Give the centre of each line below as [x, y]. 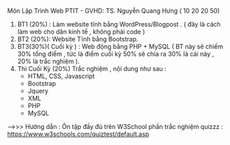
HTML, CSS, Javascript [61, 76]
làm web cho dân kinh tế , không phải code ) [81, 32]
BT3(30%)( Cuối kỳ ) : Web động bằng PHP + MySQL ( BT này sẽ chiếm [120, 46]
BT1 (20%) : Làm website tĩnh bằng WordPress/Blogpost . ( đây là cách [119, 24]
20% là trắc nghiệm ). [48, 61]
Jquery [38, 91]
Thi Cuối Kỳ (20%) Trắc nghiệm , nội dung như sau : [92, 69]
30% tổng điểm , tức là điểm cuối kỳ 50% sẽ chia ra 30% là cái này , [116, 54]
